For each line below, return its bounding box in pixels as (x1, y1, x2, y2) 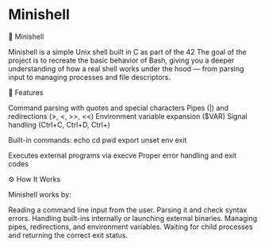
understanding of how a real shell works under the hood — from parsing (8, 63, 244, 73)
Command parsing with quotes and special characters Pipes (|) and (8, 103, 229, 113)
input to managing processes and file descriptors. (8, 72, 171, 82)
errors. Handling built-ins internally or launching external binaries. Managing (8, 213, 258, 223)
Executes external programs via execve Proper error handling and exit (8, 151, 236, 160)
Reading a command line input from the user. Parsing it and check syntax (8, 204, 248, 215)
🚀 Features (8, 87, 44, 97)
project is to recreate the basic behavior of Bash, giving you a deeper (8, 55, 235, 65)
